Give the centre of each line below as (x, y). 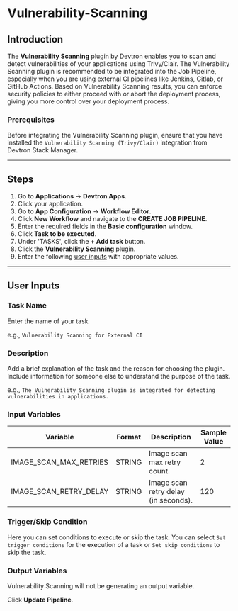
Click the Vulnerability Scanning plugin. (76, 249)
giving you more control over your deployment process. (89, 101)
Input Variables (34, 415)
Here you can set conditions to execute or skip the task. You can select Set (117, 537)
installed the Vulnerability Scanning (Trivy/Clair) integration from (107, 142)
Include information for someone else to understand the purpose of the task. (119, 376)
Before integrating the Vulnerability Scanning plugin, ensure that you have (115, 135)
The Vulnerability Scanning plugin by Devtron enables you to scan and (112, 56)
